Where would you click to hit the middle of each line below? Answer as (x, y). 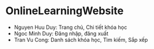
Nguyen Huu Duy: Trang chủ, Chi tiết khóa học (71, 27)
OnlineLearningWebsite (65, 11)
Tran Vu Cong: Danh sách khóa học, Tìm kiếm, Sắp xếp (81, 40)
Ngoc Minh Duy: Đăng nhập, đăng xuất (61, 33)
